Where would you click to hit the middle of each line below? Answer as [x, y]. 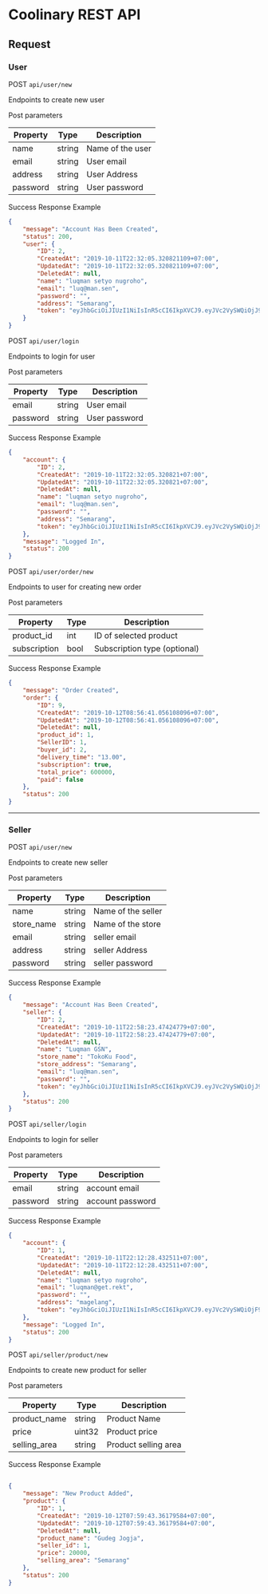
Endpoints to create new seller [58, 862]
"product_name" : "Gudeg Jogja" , [91, 1538]
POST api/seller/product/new [58, 1354]
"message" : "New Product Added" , [78, 1494]
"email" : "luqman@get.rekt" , [85, 1287]
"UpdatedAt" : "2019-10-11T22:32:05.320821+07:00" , [123, 482]
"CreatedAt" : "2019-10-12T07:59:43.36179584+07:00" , [126, 1516]
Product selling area [144, 1445]
